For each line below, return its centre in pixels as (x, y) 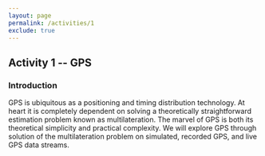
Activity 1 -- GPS (50, 62)
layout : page (30, 16)
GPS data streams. (39, 145)
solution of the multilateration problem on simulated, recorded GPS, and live (133, 137)
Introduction (33, 85)
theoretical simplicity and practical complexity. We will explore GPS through (132, 128)
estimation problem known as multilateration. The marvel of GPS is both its (131, 119)
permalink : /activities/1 (51, 23)
